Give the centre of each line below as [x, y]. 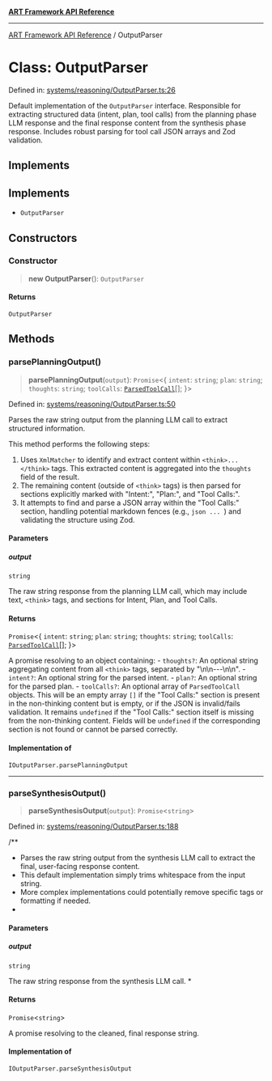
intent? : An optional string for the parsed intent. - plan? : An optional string [133, 678]
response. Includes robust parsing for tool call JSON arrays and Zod [122, 131]
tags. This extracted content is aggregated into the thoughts [151, 468]
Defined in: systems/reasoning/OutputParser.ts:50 [92, 404]
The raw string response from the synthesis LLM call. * [100, 981]
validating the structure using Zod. [77, 519]
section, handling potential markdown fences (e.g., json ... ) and [130, 511]
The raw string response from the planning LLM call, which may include [128, 591]
